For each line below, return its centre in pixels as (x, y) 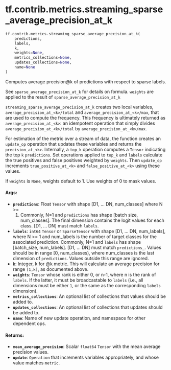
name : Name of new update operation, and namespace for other (79, 318)
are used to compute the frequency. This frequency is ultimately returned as (86, 118)
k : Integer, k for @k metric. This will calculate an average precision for (86, 264)
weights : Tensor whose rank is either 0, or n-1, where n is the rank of (84, 275)
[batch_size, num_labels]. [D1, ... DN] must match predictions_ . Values (87, 248)
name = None (25, 67)
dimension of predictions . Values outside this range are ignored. (81, 259)
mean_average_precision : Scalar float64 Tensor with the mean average (87, 346)
